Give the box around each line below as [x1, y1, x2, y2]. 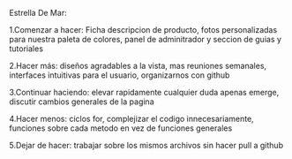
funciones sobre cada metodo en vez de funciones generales [9, 123, 233, 133]
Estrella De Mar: [9, 8, 68, 18]
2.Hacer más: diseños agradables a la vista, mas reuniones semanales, [9, 61, 267, 71]
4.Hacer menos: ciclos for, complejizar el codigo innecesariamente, [9, 114, 254, 124]
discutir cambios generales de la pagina [9, 96, 154, 107]
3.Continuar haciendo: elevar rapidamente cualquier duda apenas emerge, [9, 87, 280, 97]
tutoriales [9, 43, 44, 54]
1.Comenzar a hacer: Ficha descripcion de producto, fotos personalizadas [9, 25, 278, 34]
